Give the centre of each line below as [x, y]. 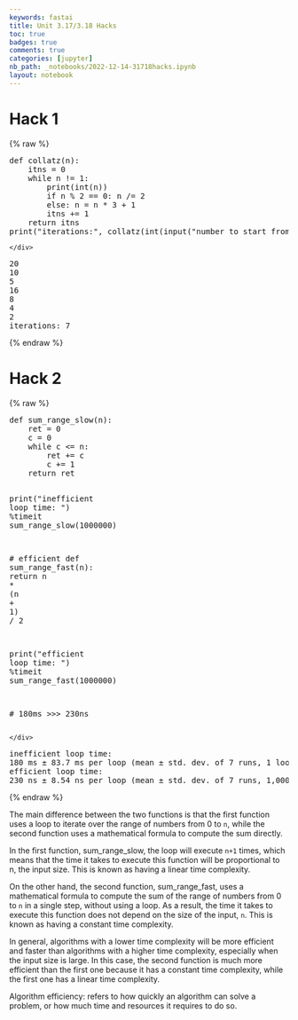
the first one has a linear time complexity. [85, 979]
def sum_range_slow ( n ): [61, 420]
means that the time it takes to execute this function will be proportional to [145, 859]
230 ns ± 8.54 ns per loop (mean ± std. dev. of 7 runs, [136, 780]
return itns [54, 222]
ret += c [65, 455]
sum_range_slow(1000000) [63, 525]
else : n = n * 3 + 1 [91, 204]
